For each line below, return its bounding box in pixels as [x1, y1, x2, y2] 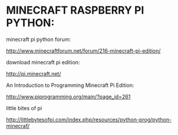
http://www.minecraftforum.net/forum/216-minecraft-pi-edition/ [6, 47, 161, 54]
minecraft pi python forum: [6, 36, 71, 43]
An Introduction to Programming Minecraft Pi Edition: [6, 81, 134, 89]
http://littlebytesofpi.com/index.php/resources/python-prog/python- [6, 116, 172, 123]
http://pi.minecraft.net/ [6, 70, 61, 77]
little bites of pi [6, 104, 42, 111]
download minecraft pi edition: [6, 59, 80, 66]
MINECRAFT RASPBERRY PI [6, 4, 144, 17]
